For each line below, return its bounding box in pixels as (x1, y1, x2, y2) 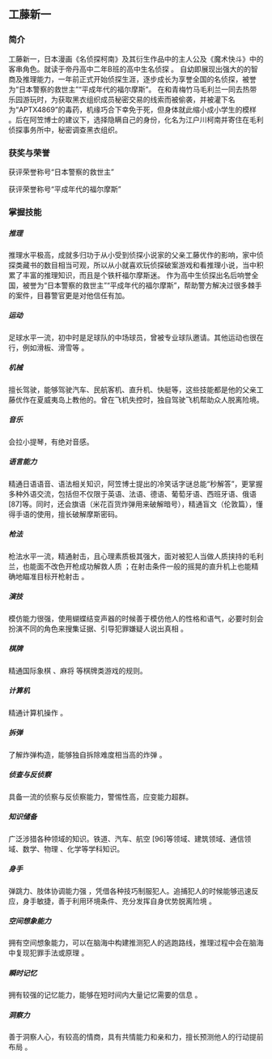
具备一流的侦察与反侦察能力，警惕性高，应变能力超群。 (8, 792, 193, 801)
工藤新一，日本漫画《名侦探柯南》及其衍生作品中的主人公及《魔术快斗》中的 (8, 53, 264, 63)
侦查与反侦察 (8, 770, 51, 779)
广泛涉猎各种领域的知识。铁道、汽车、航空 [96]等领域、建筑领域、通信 (8, 834, 244, 843)
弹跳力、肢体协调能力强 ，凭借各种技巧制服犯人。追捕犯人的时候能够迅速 (8, 886, 252, 895)
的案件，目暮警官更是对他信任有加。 (8, 290, 130, 300)
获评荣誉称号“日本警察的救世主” (8, 167, 115, 177)
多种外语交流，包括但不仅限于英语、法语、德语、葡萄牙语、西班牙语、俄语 (8, 489, 257, 498)
